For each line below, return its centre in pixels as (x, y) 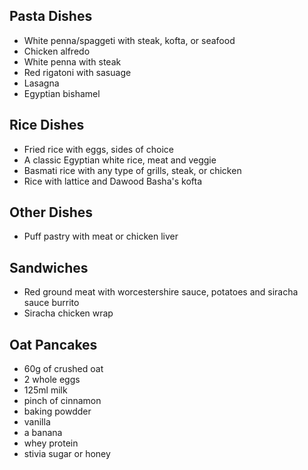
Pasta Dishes (51, 16)
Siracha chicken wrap (68, 313)
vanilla (37, 422)
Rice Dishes (47, 125)
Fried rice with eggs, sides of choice (98, 149)
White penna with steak (72, 61)
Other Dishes (51, 212)
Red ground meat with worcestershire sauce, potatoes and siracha (161, 292)
